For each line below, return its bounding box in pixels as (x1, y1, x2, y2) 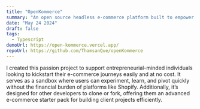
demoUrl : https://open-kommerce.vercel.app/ (6, 43, 119, 49)
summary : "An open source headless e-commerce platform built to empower (6, 14, 195, 20)
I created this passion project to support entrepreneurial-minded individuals (6, 64, 193, 71)
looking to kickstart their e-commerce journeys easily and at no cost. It (6, 70, 181, 78)
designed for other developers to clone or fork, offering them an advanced (6, 89, 190, 96)
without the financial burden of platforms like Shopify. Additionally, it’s (6, 83, 178, 90)
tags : (6, 31, 20, 37)
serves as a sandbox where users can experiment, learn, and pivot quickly (6, 77, 190, 84)
